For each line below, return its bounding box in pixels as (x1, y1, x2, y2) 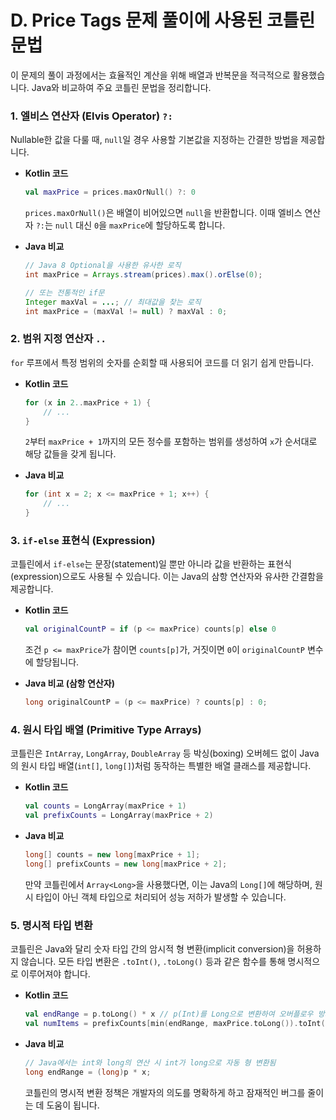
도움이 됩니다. (46, 1099, 100, 1111)
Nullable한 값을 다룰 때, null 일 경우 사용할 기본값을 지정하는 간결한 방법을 (10, 134, 299, 146)
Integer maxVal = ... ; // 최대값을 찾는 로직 (24, 297, 202, 307)
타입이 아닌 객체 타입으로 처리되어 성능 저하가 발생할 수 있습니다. (35, 891, 287, 903)
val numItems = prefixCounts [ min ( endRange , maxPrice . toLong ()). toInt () (24, 1019, 330, 1029)
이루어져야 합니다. (20, 968, 91, 980)
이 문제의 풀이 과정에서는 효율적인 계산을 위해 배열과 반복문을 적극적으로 (10, 69, 291, 81)
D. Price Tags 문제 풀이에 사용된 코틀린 (10, 9, 316, 32)
